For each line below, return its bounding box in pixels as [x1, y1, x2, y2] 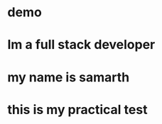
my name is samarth [7, 69, 130, 85]
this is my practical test [7, 101, 148, 118]
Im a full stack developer [7, 37, 156, 53]
